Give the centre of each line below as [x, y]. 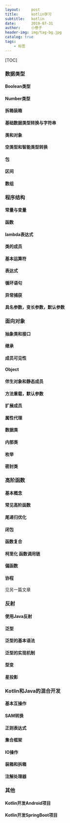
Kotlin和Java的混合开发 [33, 691]
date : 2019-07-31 [29, 23]
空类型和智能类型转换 [26, 147]
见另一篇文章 [18, 590]
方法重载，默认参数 [24, 394]
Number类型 [18, 98]
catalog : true [19, 37]
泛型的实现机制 [20, 653]
